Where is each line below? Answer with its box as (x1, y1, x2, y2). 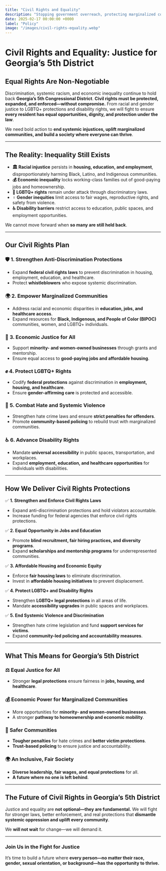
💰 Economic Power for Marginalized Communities (5, 696, 128, 703)
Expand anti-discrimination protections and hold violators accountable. (12, 507, 157, 513)
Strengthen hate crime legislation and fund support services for (12, 622, 143, 628)
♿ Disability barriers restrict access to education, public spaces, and (12, 205, 153, 211)
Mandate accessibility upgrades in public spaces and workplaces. (12, 602, 149, 608)
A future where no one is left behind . (12, 774, 89, 780)
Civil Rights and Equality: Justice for (5, 47, 157, 58)
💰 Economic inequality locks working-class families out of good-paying (12, 176, 161, 182)
